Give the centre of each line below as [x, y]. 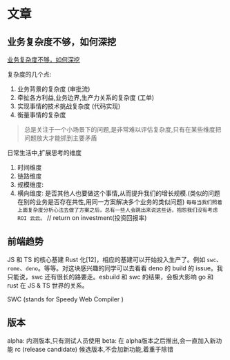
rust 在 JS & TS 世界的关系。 [48, 285]
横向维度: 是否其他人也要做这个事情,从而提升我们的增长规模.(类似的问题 [118, 193]
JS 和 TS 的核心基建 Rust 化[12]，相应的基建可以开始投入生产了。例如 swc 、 [115, 259]
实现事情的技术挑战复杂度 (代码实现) [69, 106]
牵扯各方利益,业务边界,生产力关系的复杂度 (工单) [86, 98]
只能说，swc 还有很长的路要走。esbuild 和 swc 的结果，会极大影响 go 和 [111, 277]
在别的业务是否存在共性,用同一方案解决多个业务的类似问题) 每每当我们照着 [120, 202]
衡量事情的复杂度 [41, 115]
